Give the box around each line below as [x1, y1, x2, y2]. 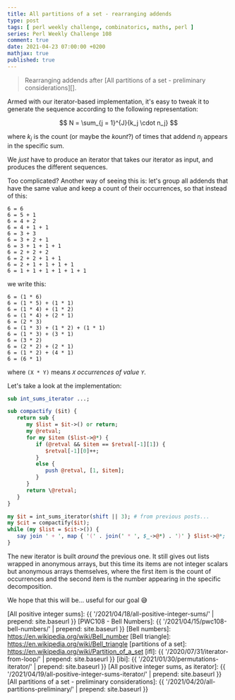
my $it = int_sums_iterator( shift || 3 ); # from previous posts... [7, 513, 210, 520]
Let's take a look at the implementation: [7, 381, 122, 390]
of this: [7, 191, 28, 200]
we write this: [7, 279, 47, 288]
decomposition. [7, 582, 53, 590]
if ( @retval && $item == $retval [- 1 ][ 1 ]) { [35, 441, 166, 448]
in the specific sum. [7, 141, 65, 149]
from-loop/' [7, 655, 41, 663]
